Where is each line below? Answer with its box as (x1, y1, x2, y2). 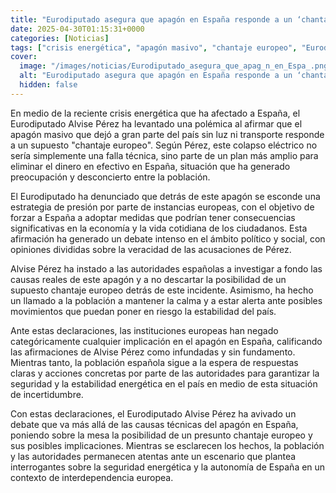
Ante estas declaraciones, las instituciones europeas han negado (10, 324, 279, 336)
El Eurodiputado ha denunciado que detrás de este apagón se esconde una (10, 190, 321, 202)
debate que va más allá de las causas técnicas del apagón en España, (10, 418, 299, 430)
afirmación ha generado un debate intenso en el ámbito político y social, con (10, 232, 326, 245)
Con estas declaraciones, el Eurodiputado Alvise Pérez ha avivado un (10, 407, 297, 420)
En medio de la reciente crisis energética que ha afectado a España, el (10, 107, 301, 119)
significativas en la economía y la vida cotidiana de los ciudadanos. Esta (10, 222, 308, 234)
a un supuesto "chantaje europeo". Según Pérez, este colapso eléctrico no (10, 139, 318, 151)
